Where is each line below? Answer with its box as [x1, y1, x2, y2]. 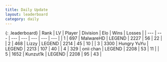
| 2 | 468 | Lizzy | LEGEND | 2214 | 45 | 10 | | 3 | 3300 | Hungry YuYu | [5, 41, 148, 47]
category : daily [5, 16, 39, 21]
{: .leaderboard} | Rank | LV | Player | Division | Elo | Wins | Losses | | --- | [5, 30, 156, 36]
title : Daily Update [5, 7, 48, 12]
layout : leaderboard [5, 12, 48, 17]
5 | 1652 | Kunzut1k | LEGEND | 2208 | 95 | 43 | [5, 51, 101, 57]
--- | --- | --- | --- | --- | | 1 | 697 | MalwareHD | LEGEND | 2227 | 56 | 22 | [10, 35, 162, 41]
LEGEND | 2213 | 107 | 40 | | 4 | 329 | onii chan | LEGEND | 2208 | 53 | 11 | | [5, 46, 159, 52]
